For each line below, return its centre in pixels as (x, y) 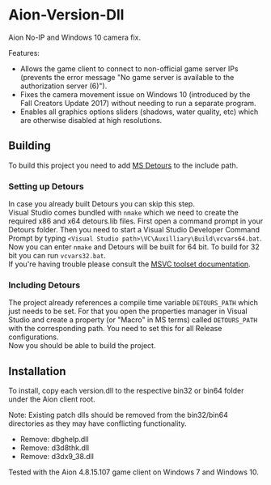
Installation (37, 371)
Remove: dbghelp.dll (54, 440)
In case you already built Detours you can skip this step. (102, 204)
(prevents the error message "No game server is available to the (127, 77)
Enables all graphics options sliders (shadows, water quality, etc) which (139, 112)
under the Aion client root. (52, 399)
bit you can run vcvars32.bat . (57, 256)
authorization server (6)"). (64, 86)
